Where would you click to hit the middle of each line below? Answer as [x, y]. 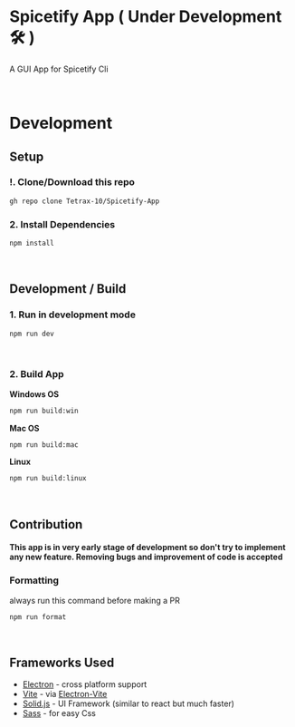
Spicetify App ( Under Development [146, 17]
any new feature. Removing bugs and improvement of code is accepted [146, 557]
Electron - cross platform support [85, 684]
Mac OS [24, 428]
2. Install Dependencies [62, 224]
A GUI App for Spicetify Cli [59, 69]
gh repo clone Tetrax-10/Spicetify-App [85, 201]
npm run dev [32, 334]
